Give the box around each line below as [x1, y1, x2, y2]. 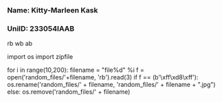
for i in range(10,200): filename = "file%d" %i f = [7, 66, 144, 74]
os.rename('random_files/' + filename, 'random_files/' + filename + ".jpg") [7, 81, 216, 89]
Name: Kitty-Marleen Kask [7, 5, 98, 15]
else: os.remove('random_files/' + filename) [7, 88, 131, 96]
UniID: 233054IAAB [7, 23, 75, 33]
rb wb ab [7, 40, 33, 48]
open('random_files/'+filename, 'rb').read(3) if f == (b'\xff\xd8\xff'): [7, 73, 199, 81]
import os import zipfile [7, 53, 74, 61]
